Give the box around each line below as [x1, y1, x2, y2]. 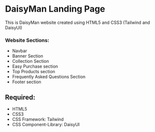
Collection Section [12, 58, 49, 64]
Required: [5, 93, 36, 101]
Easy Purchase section [12, 63, 58, 69]
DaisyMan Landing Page [5, 3, 106, 15]
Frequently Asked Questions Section [12, 74, 86, 80]
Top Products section [12, 69, 55, 75]
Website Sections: [5, 37, 50, 43]
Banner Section [12, 53, 43, 59]
